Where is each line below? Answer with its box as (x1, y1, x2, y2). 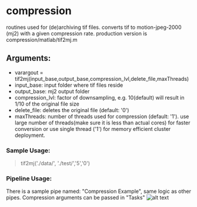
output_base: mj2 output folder (14, 87, 90, 95)
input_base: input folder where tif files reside (14, 81, 123, 88)
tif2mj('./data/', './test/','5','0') (20, 160, 90, 167)
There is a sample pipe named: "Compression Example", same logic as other (6, 188, 192, 195)
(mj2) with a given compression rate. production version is (6, 29, 148, 37)
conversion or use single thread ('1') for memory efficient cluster (14, 125, 171, 132)
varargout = (14, 69, 44, 76)
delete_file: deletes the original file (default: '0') (14, 106, 129, 113)
